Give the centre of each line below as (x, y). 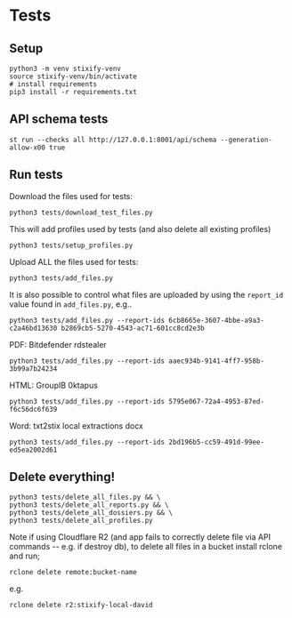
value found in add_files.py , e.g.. (70, 304)
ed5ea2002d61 (33, 450)
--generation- (247, 140)
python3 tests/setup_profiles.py (71, 245)
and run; (24, 556)
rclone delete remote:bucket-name (73, 573)
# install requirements (53, 84)
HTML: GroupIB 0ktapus (53, 385)
